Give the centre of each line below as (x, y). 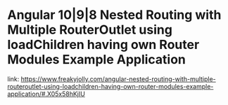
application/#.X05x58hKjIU (46, 94)
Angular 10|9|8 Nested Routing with (114, 15)
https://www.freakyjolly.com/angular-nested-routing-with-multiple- (118, 79)
